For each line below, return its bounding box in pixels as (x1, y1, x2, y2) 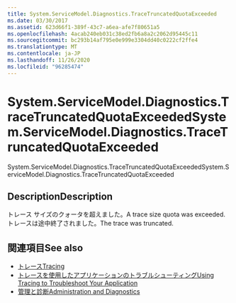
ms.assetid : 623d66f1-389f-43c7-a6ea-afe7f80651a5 (7, 23, 160, 31)
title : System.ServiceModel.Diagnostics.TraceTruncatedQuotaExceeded (7, 10, 218, 18)
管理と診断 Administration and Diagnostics (17, 287, 140, 296)
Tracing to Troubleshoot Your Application (17, 279, 138, 287)
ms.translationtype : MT (7, 43, 78, 50)
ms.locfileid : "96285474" (7, 63, 84, 70)
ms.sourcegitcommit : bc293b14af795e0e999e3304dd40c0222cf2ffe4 (7, 37, 198, 44)
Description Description (7, 190, 113, 202)
